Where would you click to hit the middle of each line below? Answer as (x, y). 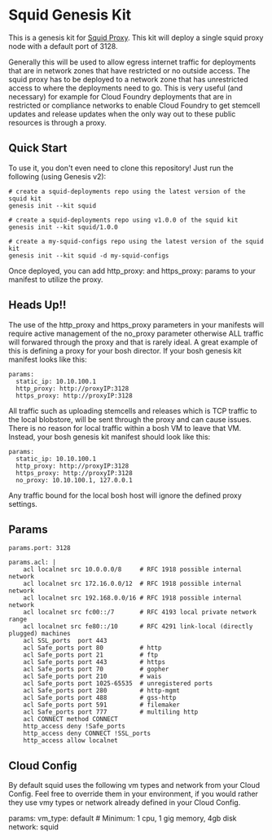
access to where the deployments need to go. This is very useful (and (125, 88)
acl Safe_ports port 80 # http (92, 648)
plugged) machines (39, 634)
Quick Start (38, 148)
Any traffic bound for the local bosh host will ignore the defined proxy (125, 495)
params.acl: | (33, 563)
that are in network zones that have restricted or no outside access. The (129, 70)
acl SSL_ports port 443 (65, 641)
